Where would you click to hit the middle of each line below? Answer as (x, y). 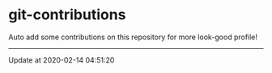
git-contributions (67, 15)
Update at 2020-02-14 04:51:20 (62, 60)
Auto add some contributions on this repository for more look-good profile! (133, 37)
